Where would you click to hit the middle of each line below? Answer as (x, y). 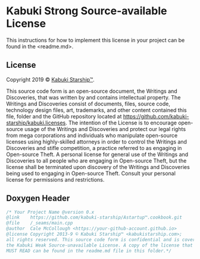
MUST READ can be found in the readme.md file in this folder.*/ (89, 251)
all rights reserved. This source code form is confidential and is (93, 239)
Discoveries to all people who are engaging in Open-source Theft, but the (96, 160)
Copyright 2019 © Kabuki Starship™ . (51, 79)
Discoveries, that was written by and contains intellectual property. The (93, 97)
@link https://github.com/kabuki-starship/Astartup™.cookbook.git (94, 218)
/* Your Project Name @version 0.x (50, 212)
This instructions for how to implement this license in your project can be (96, 40)
